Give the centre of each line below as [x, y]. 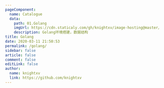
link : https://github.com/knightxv [46, 78]
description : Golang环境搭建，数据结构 [51, 32]
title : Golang [20, 37]
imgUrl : [21, 28]
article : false [20, 55]
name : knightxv [25, 73]
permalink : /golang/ [26, 46]
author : [13, 69]
